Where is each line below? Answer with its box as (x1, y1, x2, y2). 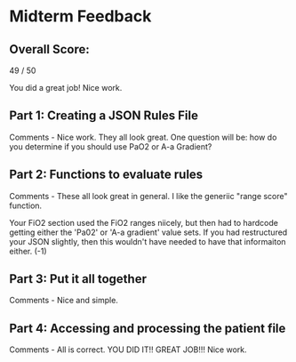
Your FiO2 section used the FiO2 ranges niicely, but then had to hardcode (9, 217, 278, 228)
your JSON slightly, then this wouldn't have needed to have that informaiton (9, 236, 286, 246)
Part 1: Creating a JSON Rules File (9, 109, 198, 124)
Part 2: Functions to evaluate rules (9, 167, 204, 182)
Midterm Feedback (9, 6, 152, 27)
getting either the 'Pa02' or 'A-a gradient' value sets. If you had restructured (9, 227, 288, 237)
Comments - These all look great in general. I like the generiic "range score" (9, 190, 288, 201)
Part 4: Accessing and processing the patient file (9, 320, 286, 335)
